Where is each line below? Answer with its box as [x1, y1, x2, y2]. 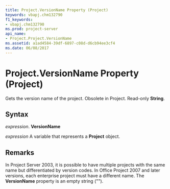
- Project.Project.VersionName [5, 36, 72, 41]
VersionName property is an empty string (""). [5, 178, 104, 184]
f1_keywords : [5, 17, 33, 22]
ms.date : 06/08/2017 [5, 45, 50, 51]
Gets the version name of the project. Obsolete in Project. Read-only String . [5, 95, 165, 101]
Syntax [5, 110, 29, 119]
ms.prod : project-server [5, 27, 58, 32]
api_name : [5, 31, 27, 36]
